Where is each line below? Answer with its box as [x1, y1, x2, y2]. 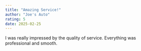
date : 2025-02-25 [5, 21, 41, 26]
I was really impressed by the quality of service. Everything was [5, 35, 136, 41]
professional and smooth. [5, 40, 57, 46]
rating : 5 [5, 16, 26, 21]
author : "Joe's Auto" [5, 12, 50, 17]
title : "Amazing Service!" [5, 7, 61, 12]
